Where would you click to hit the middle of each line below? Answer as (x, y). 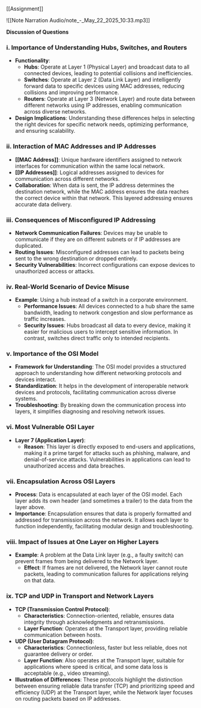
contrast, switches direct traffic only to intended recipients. (97, 338)
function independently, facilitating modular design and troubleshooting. (104, 526)
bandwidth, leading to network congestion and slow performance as (108, 313)
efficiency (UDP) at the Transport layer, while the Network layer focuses (104, 692)
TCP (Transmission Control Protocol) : (62, 609)
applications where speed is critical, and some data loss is (96, 667)
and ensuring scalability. (45, 131)
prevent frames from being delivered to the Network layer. (87, 561)
